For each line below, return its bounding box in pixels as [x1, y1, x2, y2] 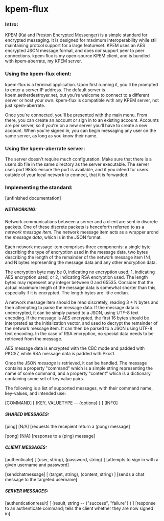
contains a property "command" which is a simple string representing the [5, 365, 153, 371]
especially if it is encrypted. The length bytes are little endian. [5, 290, 129, 296]
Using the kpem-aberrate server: [5, 145, 85, 152]
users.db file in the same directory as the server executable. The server [5, 161, 149, 167]
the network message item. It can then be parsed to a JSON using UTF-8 [5, 325, 153, 332]
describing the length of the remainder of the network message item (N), [5, 254, 152, 260]
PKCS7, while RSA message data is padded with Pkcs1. [5, 351, 116, 357]
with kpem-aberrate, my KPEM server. [5, 58, 82, 64]
